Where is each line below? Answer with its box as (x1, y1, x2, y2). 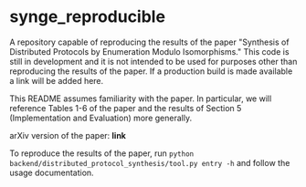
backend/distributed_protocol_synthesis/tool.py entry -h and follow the (9, 157, 290, 168)
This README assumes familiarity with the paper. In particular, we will (9, 93, 272, 104)
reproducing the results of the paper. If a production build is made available (9, 66, 293, 77)
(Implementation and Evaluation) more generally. (9, 112, 193, 123)
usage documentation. (9, 167, 94, 178)
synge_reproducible (9, 6, 166, 27)
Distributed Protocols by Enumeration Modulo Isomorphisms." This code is (9, 46, 290, 57)
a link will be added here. (9, 75, 104, 86)
